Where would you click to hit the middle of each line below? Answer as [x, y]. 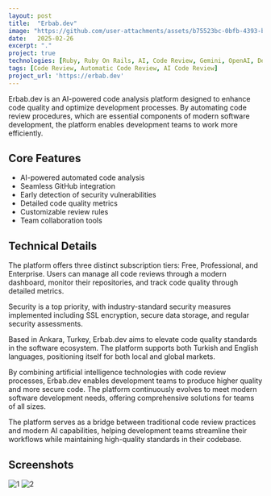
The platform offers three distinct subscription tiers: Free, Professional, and [133, 265]
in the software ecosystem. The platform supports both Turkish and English [133, 348]
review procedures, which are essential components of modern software [129, 116]
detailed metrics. [36, 291]
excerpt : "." [30, 46]
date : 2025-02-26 [41, 38]
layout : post [30, 16]
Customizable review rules [64, 212]
